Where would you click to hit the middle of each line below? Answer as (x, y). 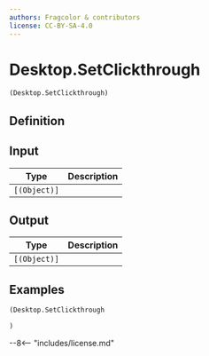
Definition (37, 121)
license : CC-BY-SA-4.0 (51, 26)
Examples (37, 289)
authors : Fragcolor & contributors (75, 17)
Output (29, 220)
